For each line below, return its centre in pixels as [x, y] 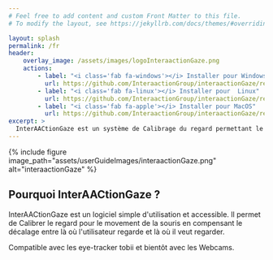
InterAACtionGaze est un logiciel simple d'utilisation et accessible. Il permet [135, 214]
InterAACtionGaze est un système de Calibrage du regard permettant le [140, 129]
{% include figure [38, 152]
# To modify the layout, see [58, 24]
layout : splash [34, 38]
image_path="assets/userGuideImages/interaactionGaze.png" [113, 160]
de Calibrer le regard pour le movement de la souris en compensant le [126, 223]
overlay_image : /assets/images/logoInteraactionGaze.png [121, 61]
